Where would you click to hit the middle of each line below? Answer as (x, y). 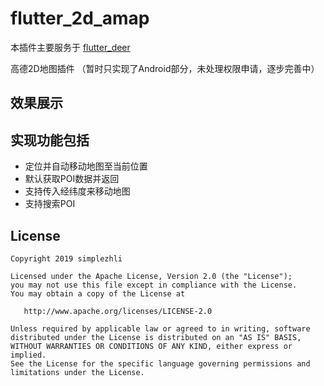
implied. (28, 355)
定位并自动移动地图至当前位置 (86, 166)
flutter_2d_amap (80, 18)
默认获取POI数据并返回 (72, 179)
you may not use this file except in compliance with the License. (154, 285)
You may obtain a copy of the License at (98, 293)
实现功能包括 (50, 140)
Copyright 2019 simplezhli (66, 258)
